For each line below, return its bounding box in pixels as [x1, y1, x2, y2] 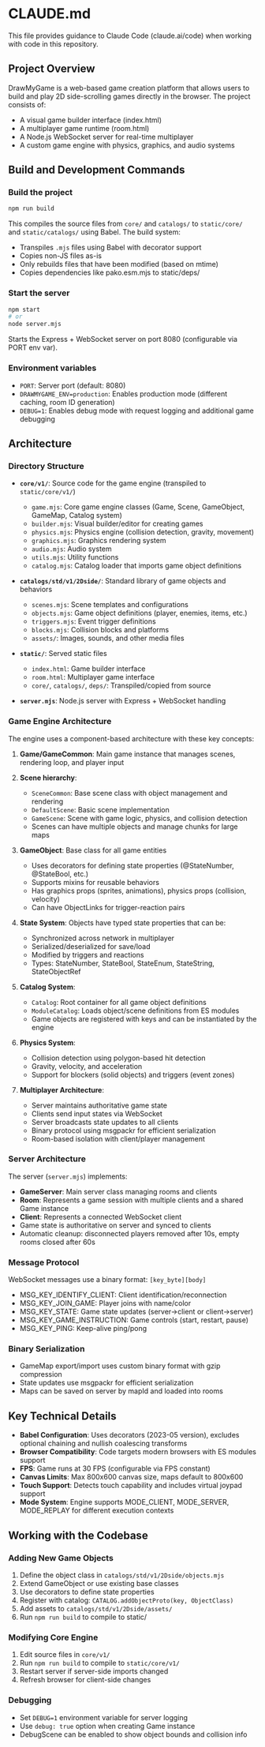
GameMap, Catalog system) [31, 511, 122, 520]
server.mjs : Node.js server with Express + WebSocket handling [19, 696, 226, 706]
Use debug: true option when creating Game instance [19, 1721, 196, 1730]
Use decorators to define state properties [19, 1587, 155, 1596]
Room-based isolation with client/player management [31, 1134, 205, 1143]
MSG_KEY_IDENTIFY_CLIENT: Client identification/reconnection [19, 1290, 227, 1299]
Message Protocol [8, 1257, 80, 1268]
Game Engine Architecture [8, 716, 112, 727]
